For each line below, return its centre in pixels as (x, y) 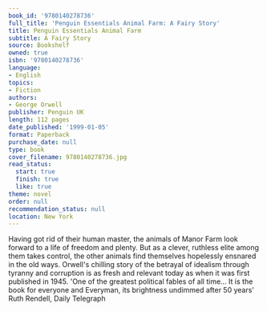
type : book (26, 150)
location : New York (41, 217)
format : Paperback (39, 134)
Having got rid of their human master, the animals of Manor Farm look (123, 239)
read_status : (30, 165)
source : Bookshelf (39, 46)
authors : (23, 98)
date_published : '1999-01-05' (59, 127)
